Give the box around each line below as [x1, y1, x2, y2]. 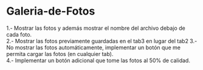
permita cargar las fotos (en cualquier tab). [6, 50, 114, 57]
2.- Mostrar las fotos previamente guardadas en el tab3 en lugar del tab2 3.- [6, 37, 198, 44]
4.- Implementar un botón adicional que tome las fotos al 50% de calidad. [6, 57, 190, 64]
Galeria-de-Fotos [6, 4, 95, 18]
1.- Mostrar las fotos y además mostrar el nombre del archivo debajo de [6, 24, 185, 32]
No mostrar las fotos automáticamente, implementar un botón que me [6, 44, 181, 51]
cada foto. [6, 30, 32, 38]
